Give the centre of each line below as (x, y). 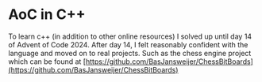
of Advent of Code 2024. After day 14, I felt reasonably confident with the (128, 44)
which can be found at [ (47, 61)
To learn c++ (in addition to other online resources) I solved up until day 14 (130, 36)
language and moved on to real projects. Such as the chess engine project (130, 53)
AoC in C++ (47, 15)
